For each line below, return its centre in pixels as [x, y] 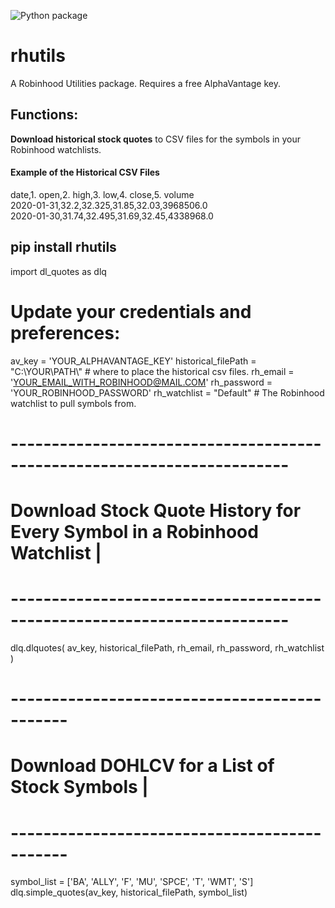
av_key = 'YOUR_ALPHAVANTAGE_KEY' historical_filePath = [133, 361]
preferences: [65, 332]
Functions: [44, 115]
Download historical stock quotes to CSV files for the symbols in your [156, 139]
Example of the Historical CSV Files [85, 172]
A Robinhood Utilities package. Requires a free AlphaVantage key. [145, 83]
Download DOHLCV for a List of [142, 766]
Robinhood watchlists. [56, 149]
